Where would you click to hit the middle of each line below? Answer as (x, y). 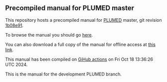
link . (9, 49)
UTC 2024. (16, 64)
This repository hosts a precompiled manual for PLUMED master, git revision (83, 20)
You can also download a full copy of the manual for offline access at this (81, 44)
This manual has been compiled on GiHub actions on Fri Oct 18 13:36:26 (79, 59)
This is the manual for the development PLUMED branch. (64, 74)
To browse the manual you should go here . (49, 35)
